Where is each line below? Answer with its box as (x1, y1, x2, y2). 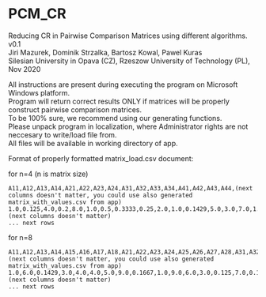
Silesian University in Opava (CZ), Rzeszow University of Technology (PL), (8, 56, 251, 66)
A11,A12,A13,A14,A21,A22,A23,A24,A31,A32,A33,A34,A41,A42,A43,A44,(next (8, 184, 253, 192)
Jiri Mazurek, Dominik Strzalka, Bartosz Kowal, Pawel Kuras (8, 47, 203, 57)
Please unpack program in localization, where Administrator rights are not (8, 122, 249, 131)
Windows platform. (8, 88, 70, 97)
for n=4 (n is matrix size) (8, 169, 89, 179)
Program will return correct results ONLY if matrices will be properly (8, 96, 230, 106)
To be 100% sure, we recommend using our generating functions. (8, 113, 222, 122)
